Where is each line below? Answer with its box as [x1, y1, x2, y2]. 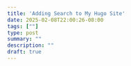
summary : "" [7, 36, 42, 43]
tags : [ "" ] [7, 23, 39, 30]
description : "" [7, 42, 54, 49]
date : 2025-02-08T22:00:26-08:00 [7, 16, 104, 23]
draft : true [7, 49, 42, 56]
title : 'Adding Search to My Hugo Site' [7, 10, 126, 17]
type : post [7, 29, 39, 36]
